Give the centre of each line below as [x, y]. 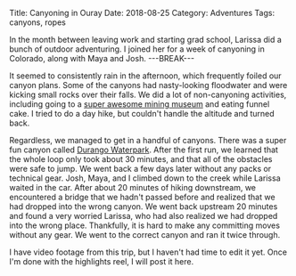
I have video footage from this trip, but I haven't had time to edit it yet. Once [148, 252]
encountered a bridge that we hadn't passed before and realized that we [142, 197]
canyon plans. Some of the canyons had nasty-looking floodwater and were [148, 85]
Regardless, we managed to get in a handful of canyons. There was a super [148, 140]
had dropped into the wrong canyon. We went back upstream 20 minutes [144, 207]
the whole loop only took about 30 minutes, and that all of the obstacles [141, 159]
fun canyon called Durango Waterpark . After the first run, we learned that [144, 150]
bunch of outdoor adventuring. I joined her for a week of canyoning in [137, 49]
